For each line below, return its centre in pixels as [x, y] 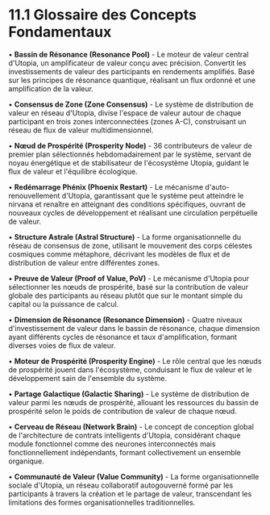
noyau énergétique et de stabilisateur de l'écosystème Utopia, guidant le [129, 162]
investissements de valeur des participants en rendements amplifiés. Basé [132, 71]
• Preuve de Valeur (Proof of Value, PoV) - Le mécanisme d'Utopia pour [129, 278]
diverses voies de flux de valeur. [62, 345]
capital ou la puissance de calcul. [64, 304]
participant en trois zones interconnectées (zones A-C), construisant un [127, 121]
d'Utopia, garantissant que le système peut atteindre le [153, 195]
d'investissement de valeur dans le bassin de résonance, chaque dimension [134, 328]
